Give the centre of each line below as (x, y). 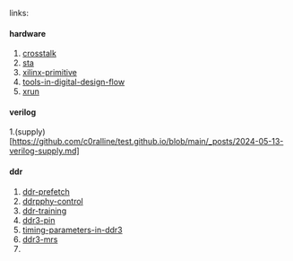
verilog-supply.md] (44, 151)
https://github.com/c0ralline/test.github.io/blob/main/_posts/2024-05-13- (148, 142)
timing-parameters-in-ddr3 (72, 230)
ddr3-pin (39, 220)
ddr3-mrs (40, 239)
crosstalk (39, 54)
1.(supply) (28, 132)
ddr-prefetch (46, 191)
